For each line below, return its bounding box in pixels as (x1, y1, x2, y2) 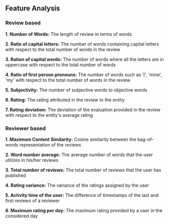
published (5, 172, 26, 178)
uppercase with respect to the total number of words (5, 61, 116, 68)
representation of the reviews (19, 141, 81, 147)
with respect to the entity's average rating (5, 112, 93, 118)
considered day (5, 213, 38, 219)
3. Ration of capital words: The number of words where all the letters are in (5, 56, 164, 62)
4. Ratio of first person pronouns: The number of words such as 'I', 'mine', (5, 71, 162, 78)
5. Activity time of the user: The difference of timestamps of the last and (5, 192, 159, 198)
